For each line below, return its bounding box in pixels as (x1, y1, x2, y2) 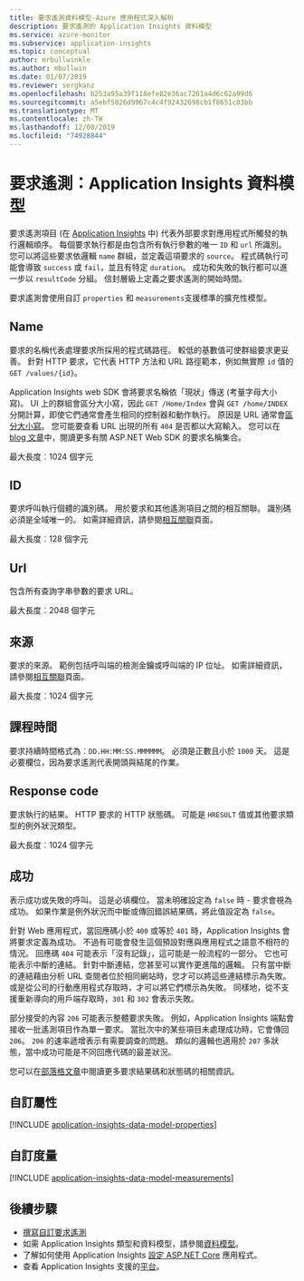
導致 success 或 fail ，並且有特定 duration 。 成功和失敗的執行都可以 (24, 261, 280, 272)
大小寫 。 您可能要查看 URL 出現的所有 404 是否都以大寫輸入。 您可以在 (16, 420, 280, 431)
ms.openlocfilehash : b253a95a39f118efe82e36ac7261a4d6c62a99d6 (9, 89, 253, 98)
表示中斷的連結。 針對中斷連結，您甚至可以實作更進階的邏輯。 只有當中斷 (16, 959, 291, 970)
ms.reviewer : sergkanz (9, 81, 95, 90)
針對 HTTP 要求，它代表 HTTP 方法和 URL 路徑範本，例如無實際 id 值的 (26, 356, 294, 367)
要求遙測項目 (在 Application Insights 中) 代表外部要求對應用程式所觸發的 (9, 228, 280, 239)
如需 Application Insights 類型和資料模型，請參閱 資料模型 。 (22, 1237, 244, 1248)
